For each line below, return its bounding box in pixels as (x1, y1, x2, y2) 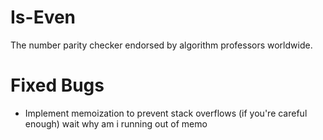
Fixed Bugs (10, 74, 105, 97)
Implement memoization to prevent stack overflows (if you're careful (24, 107, 308, 119)
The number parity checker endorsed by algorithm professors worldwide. (10, 39, 313, 51)
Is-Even (10, 6, 77, 29)
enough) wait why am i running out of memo (24, 117, 208, 130)
